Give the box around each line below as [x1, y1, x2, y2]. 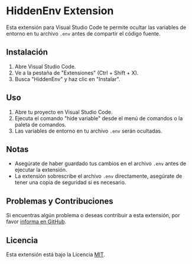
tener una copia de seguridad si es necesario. [14, 179, 126, 186]
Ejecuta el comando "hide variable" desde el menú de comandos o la [14, 114, 183, 122]
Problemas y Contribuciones [6, 196, 113, 206]
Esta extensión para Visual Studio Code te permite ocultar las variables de [6, 24, 187, 31]
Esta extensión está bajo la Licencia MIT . [6, 251, 105, 258]
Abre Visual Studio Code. [14, 63, 76, 70]
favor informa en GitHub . [6, 218, 67, 226]
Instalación [6, 47, 48, 57]
